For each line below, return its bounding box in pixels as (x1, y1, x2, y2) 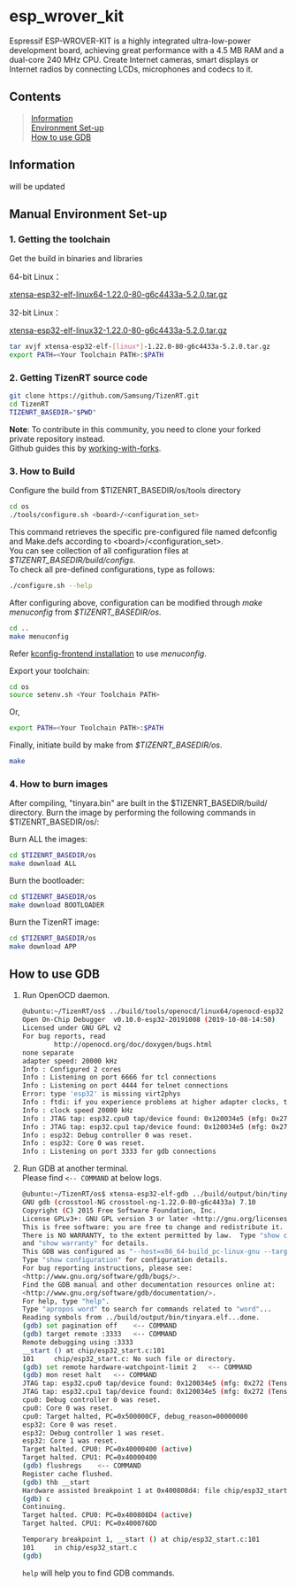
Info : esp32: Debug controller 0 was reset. (21, 1131, 193, 1140)
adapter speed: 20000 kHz (21, 1057, 118, 1065)
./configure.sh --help (9, 581, 93, 590)
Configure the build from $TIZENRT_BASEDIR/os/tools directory (9, 485, 241, 496)
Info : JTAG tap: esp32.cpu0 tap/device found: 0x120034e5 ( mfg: (21, 1114, 268, 1123)
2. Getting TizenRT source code (9, 371, 148, 383)
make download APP (9, 941, 77, 951)
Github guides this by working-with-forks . (9, 443, 162, 453)
